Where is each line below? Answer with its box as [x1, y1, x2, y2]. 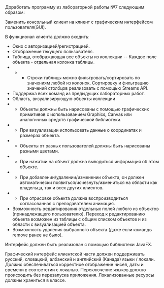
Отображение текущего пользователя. [12, 49, 94, 54]
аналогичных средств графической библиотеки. [19, 117, 122, 122]
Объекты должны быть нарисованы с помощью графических [19, 106, 149, 112]
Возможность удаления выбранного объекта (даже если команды [12, 227, 153, 232]
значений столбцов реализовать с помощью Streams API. [27, 85, 149, 91]
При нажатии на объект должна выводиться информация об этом [19, 159, 159, 164]
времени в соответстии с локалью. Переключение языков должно [5, 267, 146, 273]
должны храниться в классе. [5, 277, 66, 283]
